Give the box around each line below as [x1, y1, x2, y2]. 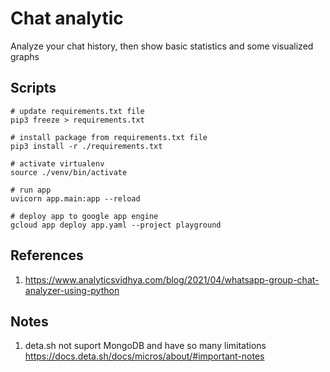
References [10, 247, 84, 264]
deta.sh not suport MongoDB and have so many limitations [24, 340, 267, 352]
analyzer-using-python [24, 284, 120, 296]
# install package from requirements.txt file [10, 132, 208, 142]
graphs [10, 50, 40, 62]
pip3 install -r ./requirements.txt [10, 141, 163, 151]
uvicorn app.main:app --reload [10, 193, 141, 204]
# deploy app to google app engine [10, 211, 159, 221]
